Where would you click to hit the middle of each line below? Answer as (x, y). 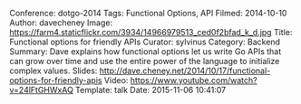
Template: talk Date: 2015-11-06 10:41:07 (151, 90)
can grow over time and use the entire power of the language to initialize (145, 61)
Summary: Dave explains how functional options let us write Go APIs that (146, 52)
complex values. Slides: (53, 71)
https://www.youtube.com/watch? (194, 80)
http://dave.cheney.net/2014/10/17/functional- (185, 71)
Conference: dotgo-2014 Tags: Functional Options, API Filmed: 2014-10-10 (148, 13)
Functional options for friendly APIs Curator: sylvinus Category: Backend (145, 42)
